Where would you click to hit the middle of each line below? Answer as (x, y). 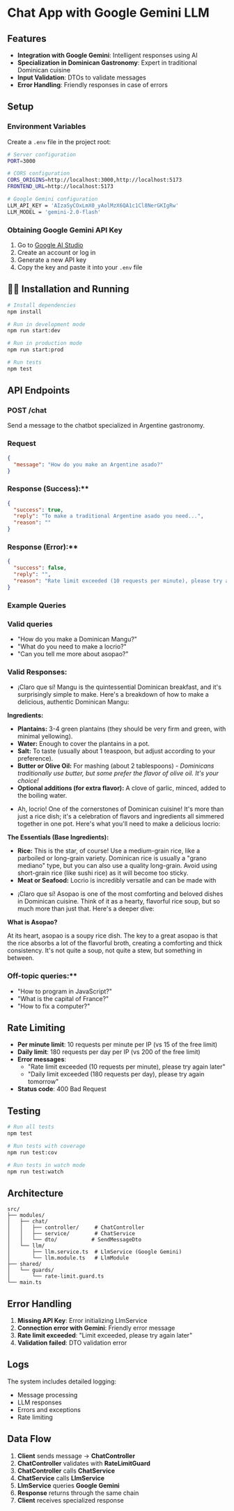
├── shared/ (24, 1264)
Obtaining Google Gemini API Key (65, 230)
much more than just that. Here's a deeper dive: (86, 909)
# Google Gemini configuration (53, 199)
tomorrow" (43, 1082)
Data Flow (29, 1439)
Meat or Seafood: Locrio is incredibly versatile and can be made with (117, 881)
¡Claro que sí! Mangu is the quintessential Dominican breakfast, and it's (119, 687)
